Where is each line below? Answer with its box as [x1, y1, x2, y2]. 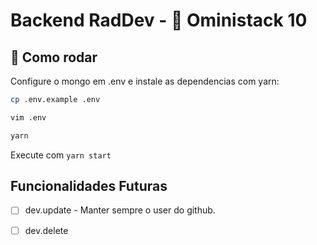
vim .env [10, 112, 47, 123]
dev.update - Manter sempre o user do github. [24, 204, 216, 216]
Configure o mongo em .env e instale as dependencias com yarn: [10, 75, 280, 87]
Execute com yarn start [10, 149, 112, 161]
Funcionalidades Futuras [10, 178, 168, 195]
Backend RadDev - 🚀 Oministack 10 [10, 9, 308, 32]
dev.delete [24, 224, 69, 236]
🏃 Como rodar [10, 49, 98, 66]
